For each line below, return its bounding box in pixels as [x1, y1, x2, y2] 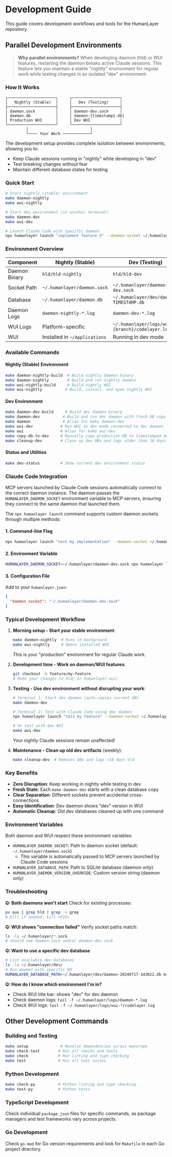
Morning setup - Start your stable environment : [12, 627, 116, 634]
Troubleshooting [5, 888, 48, 895]
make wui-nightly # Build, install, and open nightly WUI [5, 387, 153, 392]
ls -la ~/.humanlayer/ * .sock [5, 933, 68, 939]
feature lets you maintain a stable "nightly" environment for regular [17, 65, 159, 71]
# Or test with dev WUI [12, 723, 64, 729]
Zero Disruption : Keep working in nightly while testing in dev [12, 781, 141, 787]
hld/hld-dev [113, 271, 142, 277]
